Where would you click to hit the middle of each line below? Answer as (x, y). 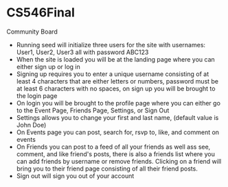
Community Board (32, 32)
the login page (37, 96)
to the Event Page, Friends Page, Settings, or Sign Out (93, 110)
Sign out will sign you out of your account (75, 175)
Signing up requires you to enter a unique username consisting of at (113, 74)
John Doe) (31, 125)
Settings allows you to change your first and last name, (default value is (117, 117)
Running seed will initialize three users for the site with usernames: (111, 45)
